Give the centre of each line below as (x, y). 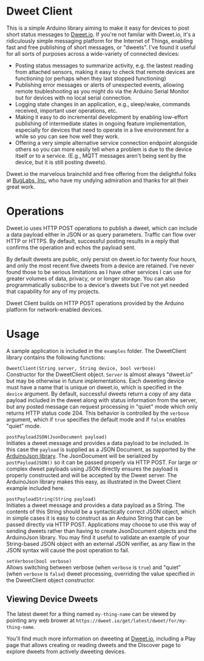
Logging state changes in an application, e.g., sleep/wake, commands (102, 104)
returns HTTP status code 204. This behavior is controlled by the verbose (98, 413)
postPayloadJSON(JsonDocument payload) (57, 437)
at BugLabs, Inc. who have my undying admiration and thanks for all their (98, 180)
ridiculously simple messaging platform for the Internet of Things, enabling (100, 41)
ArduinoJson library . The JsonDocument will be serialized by (82, 455)
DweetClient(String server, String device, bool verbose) (81, 368)
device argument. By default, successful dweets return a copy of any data (99, 394)
